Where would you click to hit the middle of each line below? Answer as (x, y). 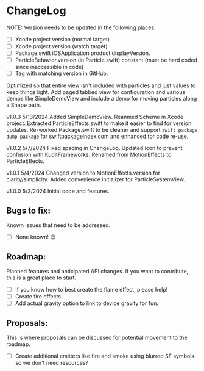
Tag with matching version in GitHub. (62, 73)
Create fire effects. (39, 296)
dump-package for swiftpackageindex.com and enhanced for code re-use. (97, 136)
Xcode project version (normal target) (62, 39)
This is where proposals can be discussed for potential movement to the (97, 337)
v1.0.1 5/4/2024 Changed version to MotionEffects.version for (83, 173)
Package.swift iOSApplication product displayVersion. (83, 53)
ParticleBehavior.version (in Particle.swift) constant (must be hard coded (106, 60)
